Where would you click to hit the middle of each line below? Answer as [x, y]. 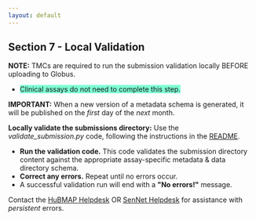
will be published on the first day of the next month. [91, 113]
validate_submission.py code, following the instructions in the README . [124, 136]
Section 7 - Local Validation [77, 47]
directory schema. [49, 168]
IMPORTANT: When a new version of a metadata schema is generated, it [126, 105]
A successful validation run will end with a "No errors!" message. [126, 185]
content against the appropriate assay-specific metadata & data [123, 160]
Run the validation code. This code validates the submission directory [133, 151]
